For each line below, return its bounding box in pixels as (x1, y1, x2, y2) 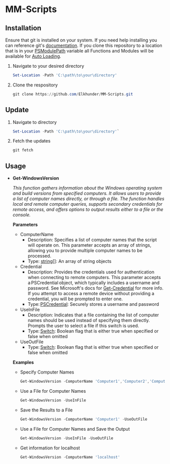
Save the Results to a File (20, 407, 73, 413)
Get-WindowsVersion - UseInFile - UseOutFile (20, 436, 114, 441)
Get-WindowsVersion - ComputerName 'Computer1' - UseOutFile (20, 416, 148, 422)
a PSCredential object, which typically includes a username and (27, 280, 160, 286)
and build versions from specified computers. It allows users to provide (12, 191, 161, 197)
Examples (12, 359, 34, 365)
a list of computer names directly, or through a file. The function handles (12, 196, 164, 202)
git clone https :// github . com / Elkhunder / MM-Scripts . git (12, 91, 133, 97)
